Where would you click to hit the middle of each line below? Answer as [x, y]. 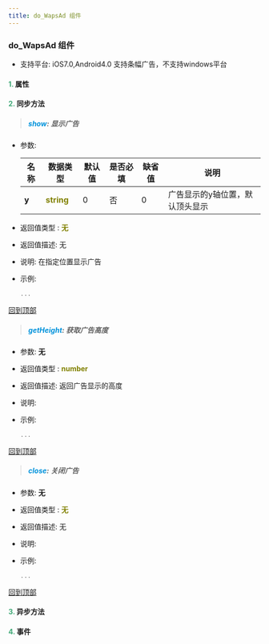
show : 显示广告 [53, 123]
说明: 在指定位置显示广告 [60, 262]
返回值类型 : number [54, 368]
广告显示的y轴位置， [207, 194]
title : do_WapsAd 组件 [45, 16]
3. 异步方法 [27, 612]
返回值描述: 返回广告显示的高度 [71, 386]
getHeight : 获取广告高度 [68, 330]
